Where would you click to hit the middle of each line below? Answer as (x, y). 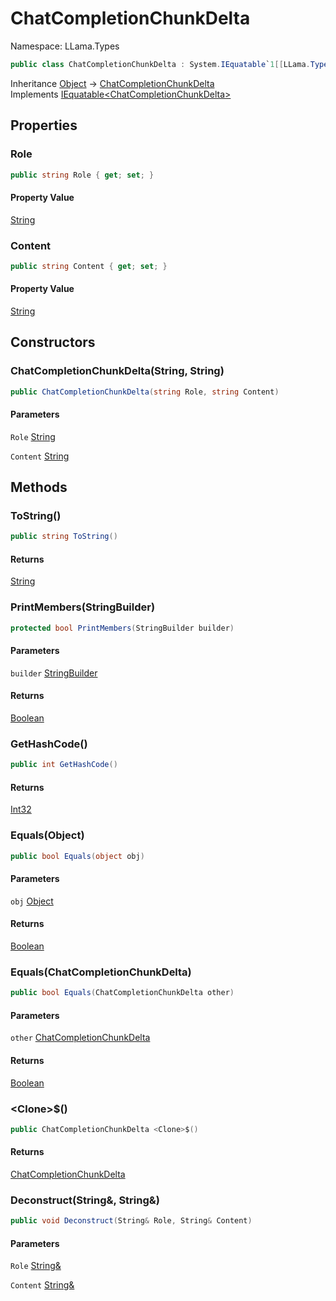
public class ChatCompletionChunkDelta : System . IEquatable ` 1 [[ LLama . (160, 64)
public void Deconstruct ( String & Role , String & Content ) (131, 1221)
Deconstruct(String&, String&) (85, 1200)
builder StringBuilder (54, 673)
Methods (39, 487)
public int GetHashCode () (64, 765)
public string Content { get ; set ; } (89, 266)
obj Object (32, 901)
